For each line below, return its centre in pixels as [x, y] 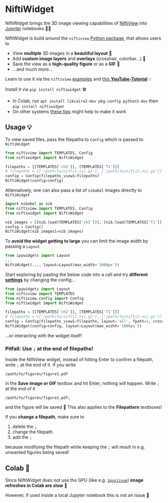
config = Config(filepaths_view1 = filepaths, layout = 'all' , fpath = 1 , [78, 321]
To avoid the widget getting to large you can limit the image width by [77, 241]
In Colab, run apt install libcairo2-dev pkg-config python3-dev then [85, 101]
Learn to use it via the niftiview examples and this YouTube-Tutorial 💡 [78, 79]
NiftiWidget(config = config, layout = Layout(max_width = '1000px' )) [73, 326]
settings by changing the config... [40, 280]
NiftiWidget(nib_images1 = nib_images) [44, 232]
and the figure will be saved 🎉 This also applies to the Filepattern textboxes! [84, 407]
